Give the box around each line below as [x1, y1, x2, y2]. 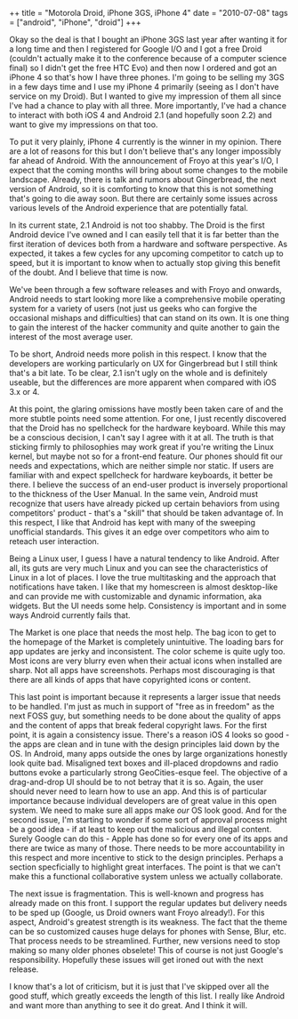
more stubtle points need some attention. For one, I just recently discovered [9, 413, 287, 423]
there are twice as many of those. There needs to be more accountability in [9, 843, 286, 853]
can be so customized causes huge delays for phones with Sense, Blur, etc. [9, 927, 287, 936]
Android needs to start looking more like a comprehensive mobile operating [9, 293, 286, 304]
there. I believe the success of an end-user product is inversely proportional [9, 479, 288, 490]
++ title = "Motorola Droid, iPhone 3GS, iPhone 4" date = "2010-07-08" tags [9, 8, 288, 18]
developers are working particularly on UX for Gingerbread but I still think [9, 358, 278, 368]
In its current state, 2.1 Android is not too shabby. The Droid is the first [9, 220, 265, 230]
